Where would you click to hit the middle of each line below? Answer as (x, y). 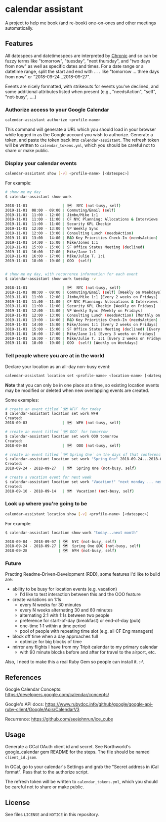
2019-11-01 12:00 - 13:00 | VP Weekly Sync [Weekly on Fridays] (74, 311)
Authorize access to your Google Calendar (57, 110)
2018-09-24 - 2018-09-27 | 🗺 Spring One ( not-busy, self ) (71, 468)
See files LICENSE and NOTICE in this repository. (52, 814)
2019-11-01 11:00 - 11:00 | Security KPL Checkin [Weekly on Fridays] (80, 306)
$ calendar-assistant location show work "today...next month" (72, 533)
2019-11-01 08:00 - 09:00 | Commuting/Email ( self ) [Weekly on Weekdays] (84, 292)
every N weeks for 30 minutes (50, 605)
